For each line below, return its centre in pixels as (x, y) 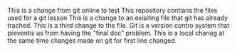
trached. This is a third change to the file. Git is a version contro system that (118, 25)
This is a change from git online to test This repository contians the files (112, 10)
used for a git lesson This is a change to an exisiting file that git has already (118, 18)
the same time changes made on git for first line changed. (92, 41)
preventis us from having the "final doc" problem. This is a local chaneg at (116, 33)
